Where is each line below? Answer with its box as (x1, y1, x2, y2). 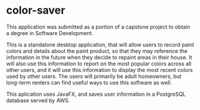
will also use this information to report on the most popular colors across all (6, 60, 192, 67)
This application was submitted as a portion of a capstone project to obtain (6, 23, 191, 30)
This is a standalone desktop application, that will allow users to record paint (6, 41, 194, 48)
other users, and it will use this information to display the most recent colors (6, 66, 193, 73)
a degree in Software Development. (6, 29, 94, 36)
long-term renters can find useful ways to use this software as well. (6, 78, 172, 86)
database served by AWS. (6, 96, 70, 104)
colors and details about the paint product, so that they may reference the (6, 47, 188, 54)
